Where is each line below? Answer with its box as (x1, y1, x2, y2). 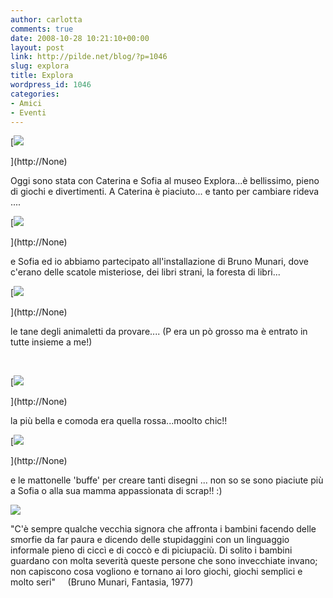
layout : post (10, 42, 65, 53)
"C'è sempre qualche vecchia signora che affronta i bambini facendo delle (10, 523, 317, 535)
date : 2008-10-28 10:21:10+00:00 (10, 33, 150, 43)
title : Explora (10, 71, 74, 81)
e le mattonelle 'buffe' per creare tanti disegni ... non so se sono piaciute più (10, 474, 324, 486)
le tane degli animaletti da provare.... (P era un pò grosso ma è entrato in (10, 326, 308, 338)
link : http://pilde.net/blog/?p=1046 (10, 52, 168, 62)
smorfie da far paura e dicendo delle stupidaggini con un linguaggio (10, 534, 290, 546)
